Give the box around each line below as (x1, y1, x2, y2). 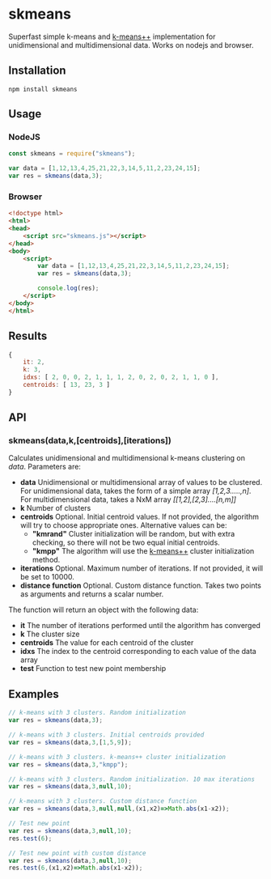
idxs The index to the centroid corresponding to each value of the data (19, 647, 256, 656)
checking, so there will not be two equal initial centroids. (32, 537, 220, 547)
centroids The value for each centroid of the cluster (19, 638, 194, 648)
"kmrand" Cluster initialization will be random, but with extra (32, 529, 235, 539)
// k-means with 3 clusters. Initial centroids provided (8, 731, 205, 739)
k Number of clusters (19, 503, 91, 513)
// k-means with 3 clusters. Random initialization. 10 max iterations (8, 775, 255, 783)
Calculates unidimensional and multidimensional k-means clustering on (8, 453, 245, 463)
